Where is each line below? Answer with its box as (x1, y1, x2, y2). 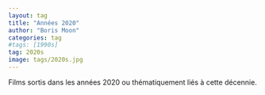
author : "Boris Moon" (8, 26, 80, 34)
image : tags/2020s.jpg (8, 56, 83, 64)
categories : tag (8, 33, 62, 42)
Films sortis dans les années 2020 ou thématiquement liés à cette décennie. (8, 77, 258, 87)
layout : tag (8, 11, 48, 20)
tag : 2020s (8, 48, 44, 56)
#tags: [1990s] (8, 41, 59, 49)
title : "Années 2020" (8, 19, 80, 27)
